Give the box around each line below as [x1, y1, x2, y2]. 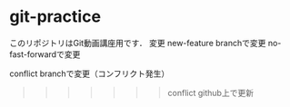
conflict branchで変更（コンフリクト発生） [9, 68, 170, 79]
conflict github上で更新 [167, 87, 255, 98]
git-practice [9, 6, 102, 27]
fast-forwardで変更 [9, 48, 81, 60]
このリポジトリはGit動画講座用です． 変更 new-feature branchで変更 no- [9, 37, 282, 48]
